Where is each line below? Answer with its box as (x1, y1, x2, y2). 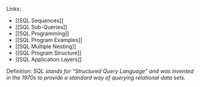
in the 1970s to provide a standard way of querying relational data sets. (6, 74, 186, 81)
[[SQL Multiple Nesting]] (15, 43, 77, 50)
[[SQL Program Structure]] (15, 49, 82, 57)
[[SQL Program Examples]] (15, 37, 83, 43)
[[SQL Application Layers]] (15, 56, 82, 63)
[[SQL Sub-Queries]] (15, 24, 67, 30)
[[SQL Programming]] (15, 30, 69, 37)
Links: (6, 5, 21, 12)
